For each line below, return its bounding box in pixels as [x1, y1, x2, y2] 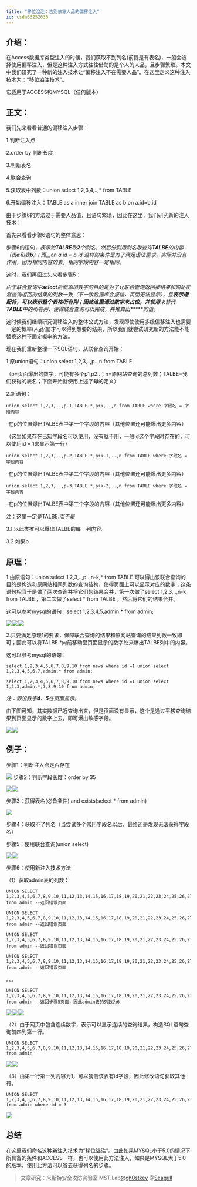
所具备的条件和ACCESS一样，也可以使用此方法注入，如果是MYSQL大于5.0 [6, 1154, 186, 1161]
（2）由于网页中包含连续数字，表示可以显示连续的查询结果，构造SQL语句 [6, 1021, 184, 1028]
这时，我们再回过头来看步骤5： [6, 271, 81, 278]
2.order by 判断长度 [6, 149, 54, 156]
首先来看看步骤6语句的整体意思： [6, 232, 87, 239]
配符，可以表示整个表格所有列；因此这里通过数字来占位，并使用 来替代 [6, 298, 176, 306]
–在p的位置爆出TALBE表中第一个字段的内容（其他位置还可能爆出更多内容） [6, 420, 187, 427]
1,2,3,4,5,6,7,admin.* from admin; [6, 668, 93, 674]
